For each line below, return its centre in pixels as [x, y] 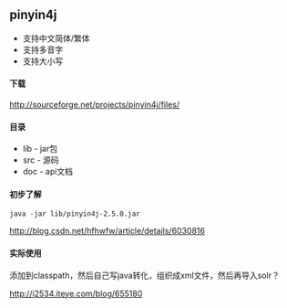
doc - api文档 [47, 172]
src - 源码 [41, 160]
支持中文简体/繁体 [56, 38]
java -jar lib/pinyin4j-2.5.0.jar [75, 214]
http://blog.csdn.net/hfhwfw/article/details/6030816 [107, 231]
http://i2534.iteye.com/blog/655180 [76, 293]
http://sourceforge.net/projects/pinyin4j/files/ [95, 105]
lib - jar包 [40, 149]
